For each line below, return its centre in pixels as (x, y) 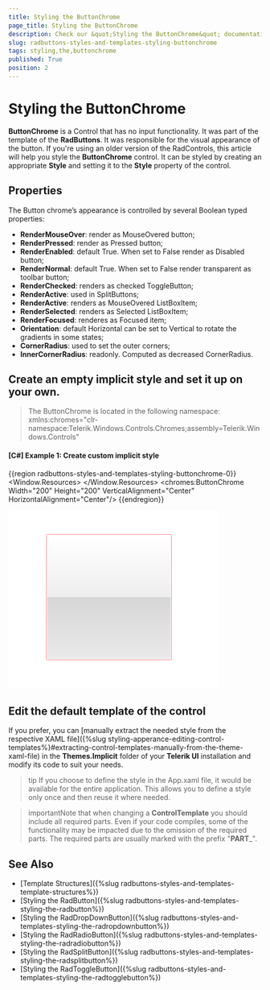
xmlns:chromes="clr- (63, 420)
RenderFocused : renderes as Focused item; (93, 320)
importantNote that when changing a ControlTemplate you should (137, 813)
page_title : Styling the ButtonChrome (73, 25)
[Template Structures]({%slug (69, 884)
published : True (35, 60)
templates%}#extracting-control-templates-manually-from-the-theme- (126, 748)
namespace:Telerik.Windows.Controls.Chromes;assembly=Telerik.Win (144, 429)
